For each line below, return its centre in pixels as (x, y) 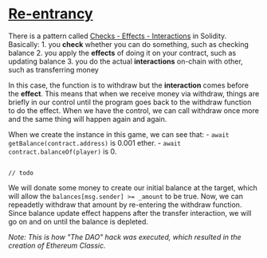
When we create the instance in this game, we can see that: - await (119, 134)
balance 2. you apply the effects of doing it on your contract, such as (122, 53)
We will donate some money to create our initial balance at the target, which (133, 187)
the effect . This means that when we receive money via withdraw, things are (134, 93)
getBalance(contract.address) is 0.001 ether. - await (95, 143)
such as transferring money (54, 69)
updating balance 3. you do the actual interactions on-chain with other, (126, 61)
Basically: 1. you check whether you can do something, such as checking (129, 44)
